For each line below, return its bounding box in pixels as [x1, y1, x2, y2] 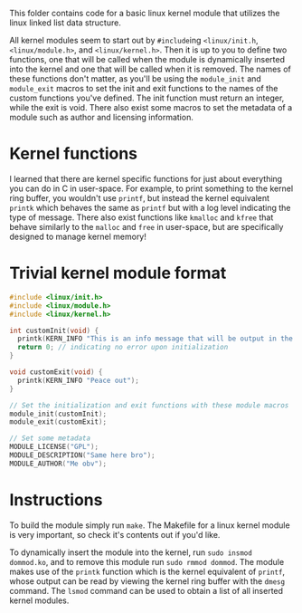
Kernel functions [9, 144, 138, 164]
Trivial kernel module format [9, 263, 227, 283]
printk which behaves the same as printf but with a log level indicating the [9, 202, 291, 213]
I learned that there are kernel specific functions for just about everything [9, 173, 283, 184]
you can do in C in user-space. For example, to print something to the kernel [9, 183, 294, 194]
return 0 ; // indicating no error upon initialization [17, 343, 229, 352]
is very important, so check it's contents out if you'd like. [9, 529, 221, 540]
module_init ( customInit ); [9, 409, 107, 418]
